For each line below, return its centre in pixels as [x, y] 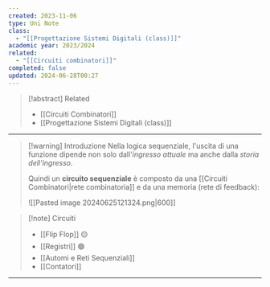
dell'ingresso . [50, 162]
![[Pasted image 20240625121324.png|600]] [102, 203]
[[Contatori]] [61, 266]
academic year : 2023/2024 [51, 46]
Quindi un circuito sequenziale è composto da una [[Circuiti [127, 178]
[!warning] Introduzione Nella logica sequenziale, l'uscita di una [133, 146]
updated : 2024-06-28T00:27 [53, 76]
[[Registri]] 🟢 [62, 246]
